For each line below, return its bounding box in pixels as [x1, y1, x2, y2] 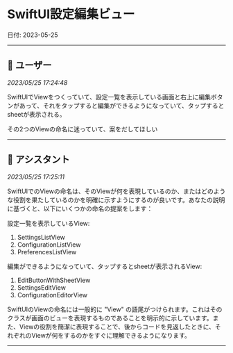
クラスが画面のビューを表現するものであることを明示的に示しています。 [7, 313, 213, 322]
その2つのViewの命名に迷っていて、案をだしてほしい [7, 124, 158, 133]
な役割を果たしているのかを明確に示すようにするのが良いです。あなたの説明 [7, 195, 225, 204]
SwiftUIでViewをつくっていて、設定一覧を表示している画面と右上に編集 [7, 92, 212, 101]
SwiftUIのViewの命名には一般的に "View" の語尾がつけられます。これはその [7, 305, 223, 313]
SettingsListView [17, 233, 66, 241]
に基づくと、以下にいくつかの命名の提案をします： [7, 204, 153, 213]
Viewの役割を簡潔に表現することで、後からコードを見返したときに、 [19, 322, 216, 331]
